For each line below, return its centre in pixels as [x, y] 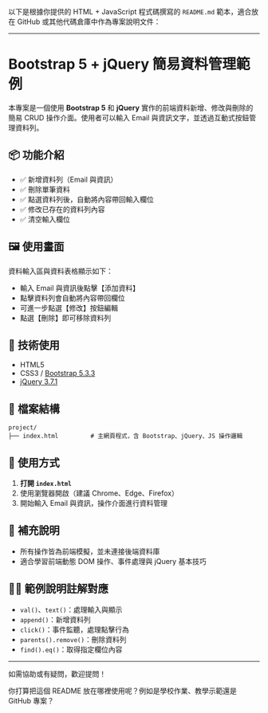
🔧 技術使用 [34, 345]
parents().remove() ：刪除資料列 [73, 639]
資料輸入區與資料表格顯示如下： [61, 271]
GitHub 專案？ [31, 700]
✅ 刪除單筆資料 [45, 189]
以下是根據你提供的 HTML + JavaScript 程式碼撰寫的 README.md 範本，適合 [130, 12]
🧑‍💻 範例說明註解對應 [59, 589]
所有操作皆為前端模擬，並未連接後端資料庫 [90, 551]
